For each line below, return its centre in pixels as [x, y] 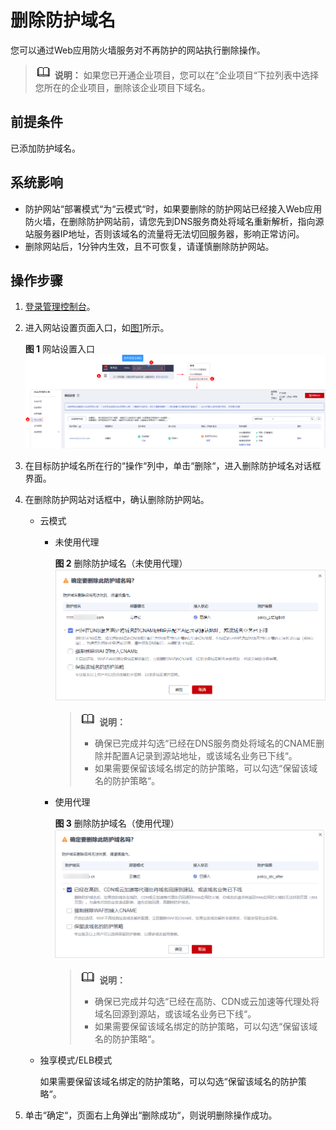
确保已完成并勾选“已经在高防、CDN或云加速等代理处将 [207, 1002]
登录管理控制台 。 [60, 307]
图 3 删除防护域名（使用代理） [117, 823]
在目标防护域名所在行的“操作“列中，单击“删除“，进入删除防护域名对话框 [173, 466]
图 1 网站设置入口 [60, 349]
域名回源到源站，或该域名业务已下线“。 [175, 1014]
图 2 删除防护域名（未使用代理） [121, 563]
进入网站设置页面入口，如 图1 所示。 [97, 328]
